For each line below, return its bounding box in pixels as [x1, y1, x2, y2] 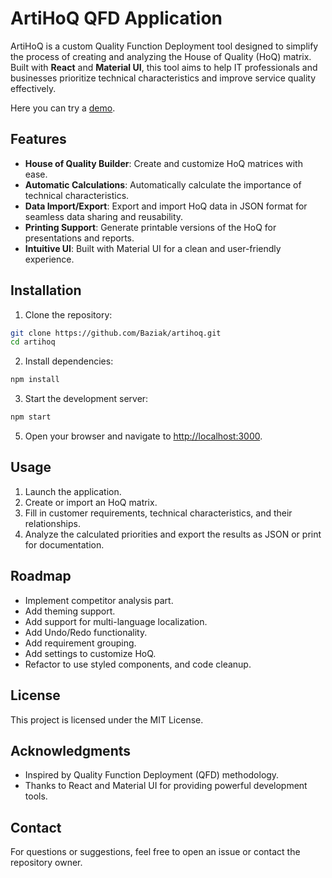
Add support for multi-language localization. [24, 615, 208, 627]
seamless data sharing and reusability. [24, 210, 184, 222]
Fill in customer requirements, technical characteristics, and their [24, 507, 293, 519]
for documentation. [24, 538, 105, 551]
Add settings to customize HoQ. [24, 647, 157, 659]
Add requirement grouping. [24, 637, 137, 649]
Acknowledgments [10, 742, 132, 759]
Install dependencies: [24, 355, 114, 367]
